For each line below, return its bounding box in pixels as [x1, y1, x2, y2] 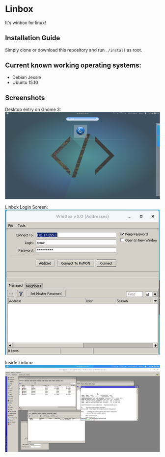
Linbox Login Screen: [5, 204, 48, 210]
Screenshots [5, 93, 45, 102]
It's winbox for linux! [5, 20, 46, 26]
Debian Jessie [12, 74, 41, 80]
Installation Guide [5, 34, 60, 42]
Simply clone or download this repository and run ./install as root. [5, 47, 142, 53]
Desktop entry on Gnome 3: [5, 107, 61, 112]
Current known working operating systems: [5, 61, 141, 70]
